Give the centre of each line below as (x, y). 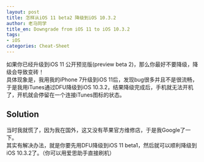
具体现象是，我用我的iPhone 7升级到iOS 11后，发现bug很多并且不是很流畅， (102, 79)
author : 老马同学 (27, 23)
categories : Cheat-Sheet (38, 46)
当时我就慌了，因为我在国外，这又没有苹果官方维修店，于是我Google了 (96, 130)
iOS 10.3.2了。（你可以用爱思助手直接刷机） (61, 153)
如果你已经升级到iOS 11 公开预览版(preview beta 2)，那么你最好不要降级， (100, 64)
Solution (23, 115)
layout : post (23, 12)
